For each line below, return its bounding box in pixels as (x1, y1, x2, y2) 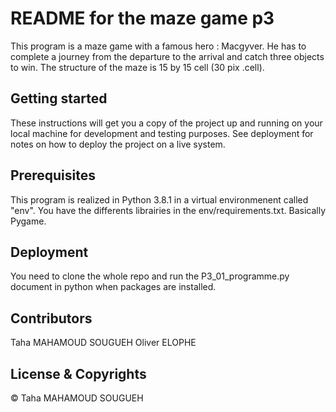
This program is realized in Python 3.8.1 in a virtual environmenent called (10, 193, 309, 206)
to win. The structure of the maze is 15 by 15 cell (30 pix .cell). (10, 61, 265, 73)
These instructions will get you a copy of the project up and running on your (10, 117, 323, 129)
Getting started (10, 90, 108, 107)
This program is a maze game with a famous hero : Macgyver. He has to (10, 40, 307, 52)
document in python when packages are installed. (10, 281, 217, 293)
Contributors (10, 310, 93, 327)
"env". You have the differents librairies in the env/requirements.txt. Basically (10, 204, 326, 216)
